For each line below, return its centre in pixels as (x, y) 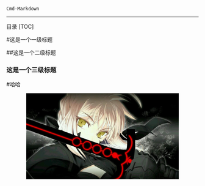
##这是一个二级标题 (31, 53)
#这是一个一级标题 (30, 39)
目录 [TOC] (20, 27)
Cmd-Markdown (23, 9)
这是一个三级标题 (31, 70)
